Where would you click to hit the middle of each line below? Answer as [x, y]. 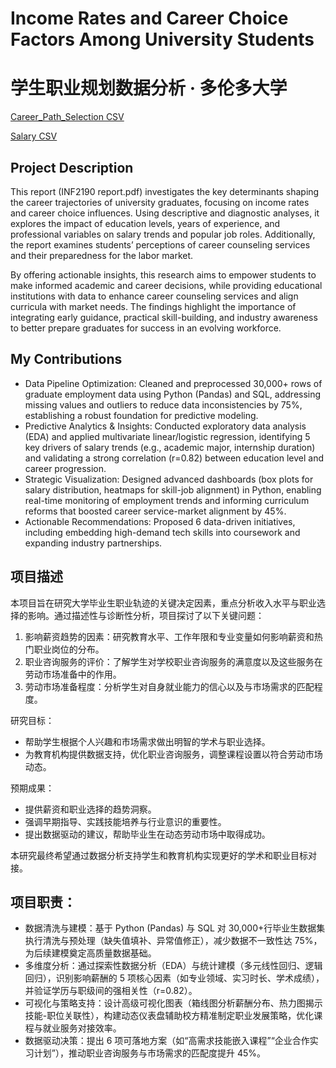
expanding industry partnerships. [93, 543]
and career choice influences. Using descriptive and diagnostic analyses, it [165, 213]
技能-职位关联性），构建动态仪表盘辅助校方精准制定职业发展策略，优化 [169, 1016]
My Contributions [66, 359]
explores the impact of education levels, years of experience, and [145, 223]
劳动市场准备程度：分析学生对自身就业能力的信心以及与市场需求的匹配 [169, 686]
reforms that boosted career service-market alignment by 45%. [155, 511]
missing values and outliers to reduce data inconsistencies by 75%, [163, 404]
